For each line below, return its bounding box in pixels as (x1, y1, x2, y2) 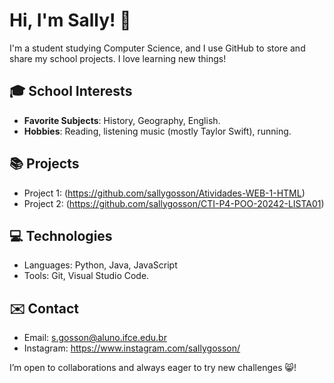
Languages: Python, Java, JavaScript (23, 259, 178, 271)
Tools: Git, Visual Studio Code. (23, 270, 150, 282)
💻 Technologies (9, 227, 113, 244)
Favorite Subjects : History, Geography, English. (23, 114, 221, 126)
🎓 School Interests (9, 83, 133, 100)
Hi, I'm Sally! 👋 (9, 9, 132, 32)
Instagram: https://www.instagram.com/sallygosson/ (23, 342, 241, 354)
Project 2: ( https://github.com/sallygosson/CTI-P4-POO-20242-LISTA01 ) (23, 197, 325, 209)
